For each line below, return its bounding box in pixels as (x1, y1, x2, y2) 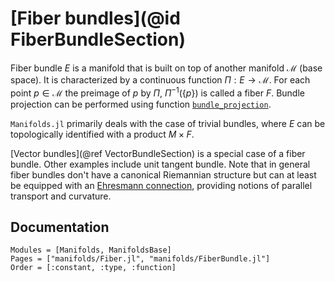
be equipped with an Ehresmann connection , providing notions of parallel (10, 179, 313, 191)
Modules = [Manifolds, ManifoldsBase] (10, 245, 172, 256)
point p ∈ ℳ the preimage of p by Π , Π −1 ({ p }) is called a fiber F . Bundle (10, 85, 305, 99)
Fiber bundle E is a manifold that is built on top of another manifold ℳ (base (10, 62, 323, 74)
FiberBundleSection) (10, 28, 186, 51)
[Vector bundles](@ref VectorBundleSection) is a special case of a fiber (10, 147, 306, 159)
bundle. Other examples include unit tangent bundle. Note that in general (10, 158, 311, 170)
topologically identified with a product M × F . (10, 128, 195, 140)
